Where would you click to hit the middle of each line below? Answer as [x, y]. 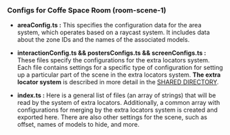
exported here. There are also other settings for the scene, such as [112, 117]
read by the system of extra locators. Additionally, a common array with [118, 103]
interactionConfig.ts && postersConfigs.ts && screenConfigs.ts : [112, 53]
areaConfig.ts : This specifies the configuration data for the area [109, 25]
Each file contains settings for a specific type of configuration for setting [120, 68]
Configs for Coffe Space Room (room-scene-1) [87, 10]
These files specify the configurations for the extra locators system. [113, 60]
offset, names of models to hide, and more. [78, 125]
